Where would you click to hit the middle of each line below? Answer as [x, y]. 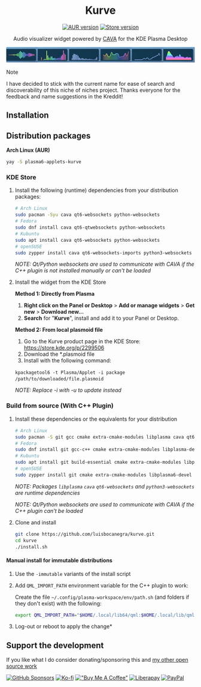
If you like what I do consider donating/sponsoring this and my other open [97, 660]
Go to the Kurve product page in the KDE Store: [82, 341]
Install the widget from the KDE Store [60, 282]
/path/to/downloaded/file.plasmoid [59, 379]
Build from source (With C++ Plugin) [60, 406]
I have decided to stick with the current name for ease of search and [91, 84]
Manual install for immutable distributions [59, 560]
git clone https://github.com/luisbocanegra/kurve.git [85, 534]
